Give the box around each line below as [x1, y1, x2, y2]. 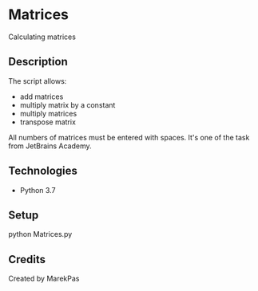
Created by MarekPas [8, 273, 80, 284]
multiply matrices [19, 108, 77, 118]
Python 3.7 [19, 185, 56, 195]
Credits [8, 253, 46, 266]
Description [8, 55, 68, 69]
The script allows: [8, 76, 67, 85]
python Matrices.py [8, 230, 73, 239]
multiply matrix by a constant [19, 100, 116, 109]
